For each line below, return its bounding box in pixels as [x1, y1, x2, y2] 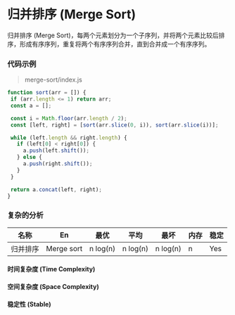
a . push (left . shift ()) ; [23, 147, 90, 155]
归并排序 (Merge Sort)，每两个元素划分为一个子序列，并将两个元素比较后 [7, 31, 220, 39]
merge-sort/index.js [24, 75, 82, 84]
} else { [16, 154, 42, 161]
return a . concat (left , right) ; [10, 186, 102, 193]
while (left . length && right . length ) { [10, 134, 128, 141]
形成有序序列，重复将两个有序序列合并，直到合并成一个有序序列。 [19, 39, 211, 48]
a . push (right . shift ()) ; [23, 160, 93, 167]
